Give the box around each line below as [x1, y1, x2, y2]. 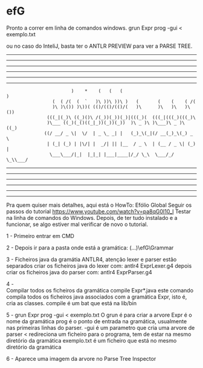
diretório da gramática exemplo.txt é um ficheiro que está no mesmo [6, 337, 177, 344]
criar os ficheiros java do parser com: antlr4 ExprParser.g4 [6, 268, 152, 276]
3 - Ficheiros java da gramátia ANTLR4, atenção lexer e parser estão [6, 256, 177, 263]
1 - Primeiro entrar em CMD [6, 232, 74, 239]
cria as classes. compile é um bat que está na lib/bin [6, 299, 137, 306]
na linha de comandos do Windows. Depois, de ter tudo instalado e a [6, 214, 178, 221]
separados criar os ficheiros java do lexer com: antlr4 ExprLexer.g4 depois [6, 262, 192, 270]
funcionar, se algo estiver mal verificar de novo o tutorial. [6, 221, 149, 228]
